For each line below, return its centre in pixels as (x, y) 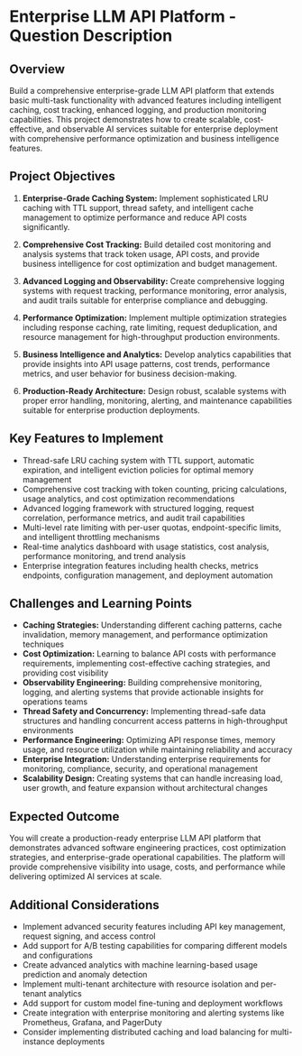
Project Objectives (62, 176)
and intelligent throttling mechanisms (91, 537)
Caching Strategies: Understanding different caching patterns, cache (152, 625)
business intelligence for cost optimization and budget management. (150, 263)
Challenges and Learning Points (101, 604)
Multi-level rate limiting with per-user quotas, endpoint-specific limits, (152, 527)
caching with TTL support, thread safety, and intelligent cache (138, 207)
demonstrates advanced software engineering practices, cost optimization (148, 848)
